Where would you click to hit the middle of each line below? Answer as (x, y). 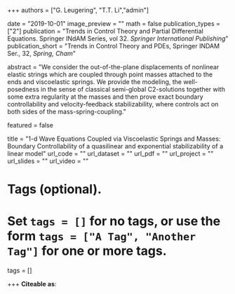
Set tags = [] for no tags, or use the (114, 222)
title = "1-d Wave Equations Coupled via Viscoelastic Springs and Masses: (114, 139)
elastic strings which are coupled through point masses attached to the (110, 74)
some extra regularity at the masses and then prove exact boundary (105, 97)
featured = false (31, 125)
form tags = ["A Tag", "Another (102, 236)
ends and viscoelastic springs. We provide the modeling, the (95, 82)
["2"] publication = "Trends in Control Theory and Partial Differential (105, 31)
